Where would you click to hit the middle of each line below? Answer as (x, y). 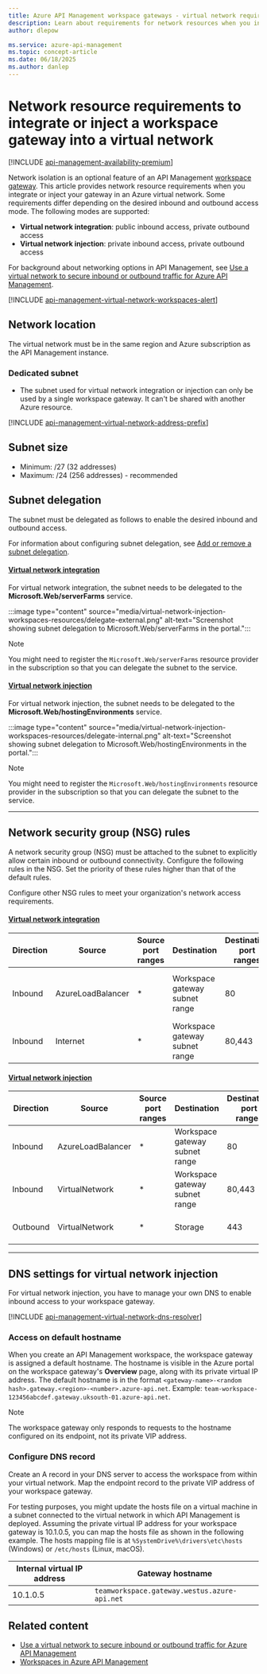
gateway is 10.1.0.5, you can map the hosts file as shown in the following (126, 1532)
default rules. (30, 877)
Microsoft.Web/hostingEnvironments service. (85, 712)
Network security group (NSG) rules (99, 833)
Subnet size (38, 447)
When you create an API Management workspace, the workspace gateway (130, 1355)
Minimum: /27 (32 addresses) (68, 467)
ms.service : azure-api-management (66, 45)
